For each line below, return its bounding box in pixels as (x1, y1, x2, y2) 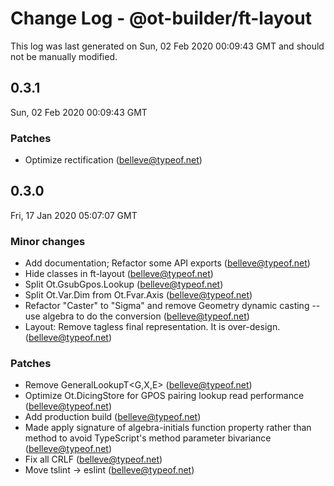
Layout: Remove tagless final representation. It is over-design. (24, 321, 281, 333)
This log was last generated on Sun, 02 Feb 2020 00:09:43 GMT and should (10, 40, 325, 52)
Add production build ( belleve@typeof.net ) (24, 411, 202, 423)
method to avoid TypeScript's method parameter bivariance (24, 432, 272, 444)
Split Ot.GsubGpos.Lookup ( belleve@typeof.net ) (24, 278, 224, 291)
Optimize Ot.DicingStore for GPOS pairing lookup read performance (24, 390, 305, 402)
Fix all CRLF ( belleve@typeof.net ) (24, 453, 163, 466)
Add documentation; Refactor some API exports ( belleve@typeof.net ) (24, 257, 311, 269)
